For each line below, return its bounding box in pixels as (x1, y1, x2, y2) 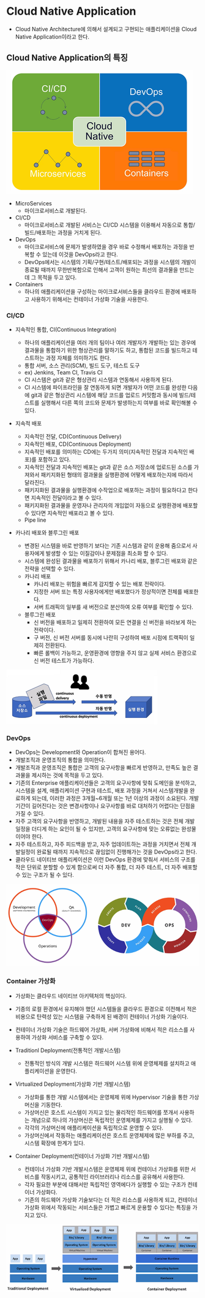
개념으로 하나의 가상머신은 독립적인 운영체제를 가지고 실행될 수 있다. (31, 1116, 193, 1123)
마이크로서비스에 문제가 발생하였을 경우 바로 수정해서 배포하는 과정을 (24, 243, 188, 250)
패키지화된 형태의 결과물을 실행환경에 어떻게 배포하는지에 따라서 (40, 471, 193, 479)
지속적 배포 (15, 420, 42, 427)
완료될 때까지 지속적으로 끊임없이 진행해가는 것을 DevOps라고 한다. (36, 848, 198, 856)
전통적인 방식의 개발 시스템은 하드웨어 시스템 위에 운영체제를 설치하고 (24, 1059, 190, 1067)
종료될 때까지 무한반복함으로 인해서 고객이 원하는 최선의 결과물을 (24, 265, 179, 273)
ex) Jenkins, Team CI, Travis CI (24, 369, 103, 376)
